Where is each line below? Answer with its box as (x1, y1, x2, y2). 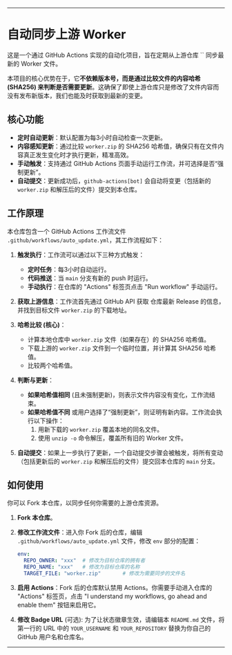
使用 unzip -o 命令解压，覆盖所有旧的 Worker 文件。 (37, 434, 188, 442)
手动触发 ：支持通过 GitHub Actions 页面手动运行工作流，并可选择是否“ (17, 159, 218, 167)
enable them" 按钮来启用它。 (17, 600, 100, 609)
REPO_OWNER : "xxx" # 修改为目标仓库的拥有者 (23, 557, 146, 564)
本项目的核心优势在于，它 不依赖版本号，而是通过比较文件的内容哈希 (7, 74, 201, 82)
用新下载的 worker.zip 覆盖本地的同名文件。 (37, 425, 164, 433)
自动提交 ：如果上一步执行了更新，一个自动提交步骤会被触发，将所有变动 (17, 448, 223, 456)
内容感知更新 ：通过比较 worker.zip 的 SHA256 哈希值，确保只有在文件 (17, 142, 218, 150)
